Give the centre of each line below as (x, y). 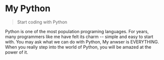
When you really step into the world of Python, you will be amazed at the (78, 47)
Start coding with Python (42, 22)
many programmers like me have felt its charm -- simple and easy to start (79, 37)
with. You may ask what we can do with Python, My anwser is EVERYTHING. (82, 41)
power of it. (17, 52)
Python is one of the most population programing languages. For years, (77, 31)
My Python (28, 9)
